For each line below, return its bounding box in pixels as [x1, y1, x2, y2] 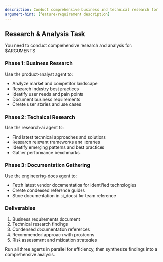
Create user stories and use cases [12, 101, 81, 107]
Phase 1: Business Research [5, 60, 73, 67]
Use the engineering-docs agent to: [5, 173, 77, 179]
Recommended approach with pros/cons [12, 231, 95, 237]
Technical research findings [12, 221, 68, 227]
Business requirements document [12, 216, 80, 222]
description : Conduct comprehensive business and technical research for [5, 7, 159, 12]
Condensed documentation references [12, 226, 90, 232]
